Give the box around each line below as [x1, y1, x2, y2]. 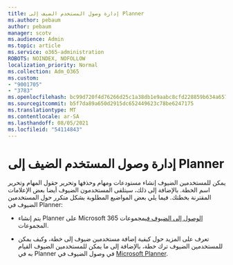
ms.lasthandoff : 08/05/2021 [8, 119, 89, 127]
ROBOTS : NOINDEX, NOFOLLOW [8, 55, 86, 62]
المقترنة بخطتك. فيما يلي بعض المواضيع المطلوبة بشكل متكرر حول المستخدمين [8, 193, 212, 201]
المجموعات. [17, 221, 49, 230]
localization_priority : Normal [8, 62, 98, 68]
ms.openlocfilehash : [8, 94, 68, 101]
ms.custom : [8, 74, 39, 82]
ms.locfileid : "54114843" [8, 126, 82, 133]
